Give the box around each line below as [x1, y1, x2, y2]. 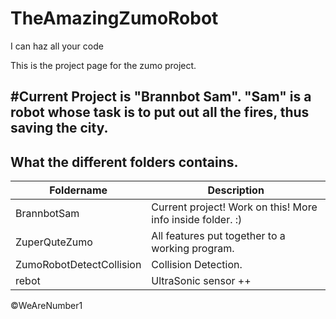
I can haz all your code [10, 40, 104, 52]
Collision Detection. [151, 258, 243, 272]
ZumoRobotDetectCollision [15, 258, 142, 272]
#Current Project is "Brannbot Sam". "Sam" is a [10, 88, 312, 106]
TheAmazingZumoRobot [10, 7, 219, 30]
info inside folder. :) [151, 213, 243, 227]
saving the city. [10, 120, 109, 137]
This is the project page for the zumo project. [10, 59, 197, 71]
